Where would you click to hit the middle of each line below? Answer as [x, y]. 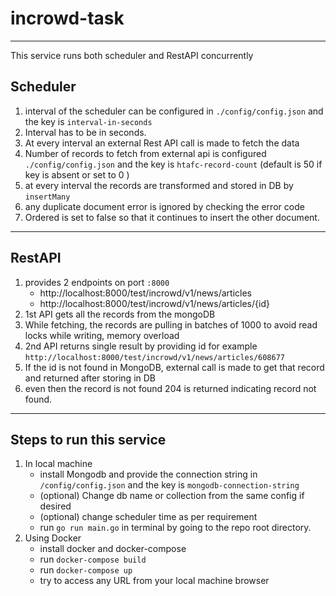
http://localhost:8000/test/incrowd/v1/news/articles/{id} [154, 303]
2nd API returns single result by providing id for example [141, 346]
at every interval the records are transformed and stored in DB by [159, 185]
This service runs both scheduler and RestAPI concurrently [132, 55]
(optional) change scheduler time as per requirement [148, 517]
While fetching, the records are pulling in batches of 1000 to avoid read [171, 324]
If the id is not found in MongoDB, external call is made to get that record [174, 367]
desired [55, 506]
